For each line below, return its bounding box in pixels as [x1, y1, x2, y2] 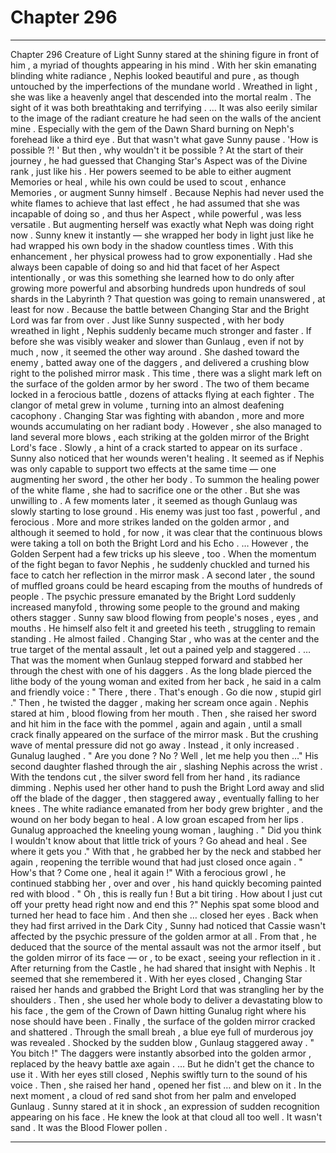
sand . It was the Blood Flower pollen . [10, 1121, 168, 1133]
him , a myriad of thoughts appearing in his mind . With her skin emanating [10, 59, 317, 71]
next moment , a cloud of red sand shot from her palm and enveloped [10, 1089, 297, 1101]
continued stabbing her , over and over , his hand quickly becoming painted [10, 877, 322, 889]
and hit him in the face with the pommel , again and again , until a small [10, 717, 303, 730]
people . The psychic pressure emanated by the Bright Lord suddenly [10, 590, 297, 602]
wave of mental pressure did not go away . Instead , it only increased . [10, 739, 300, 751]
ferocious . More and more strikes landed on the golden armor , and [10, 516, 290, 528]
